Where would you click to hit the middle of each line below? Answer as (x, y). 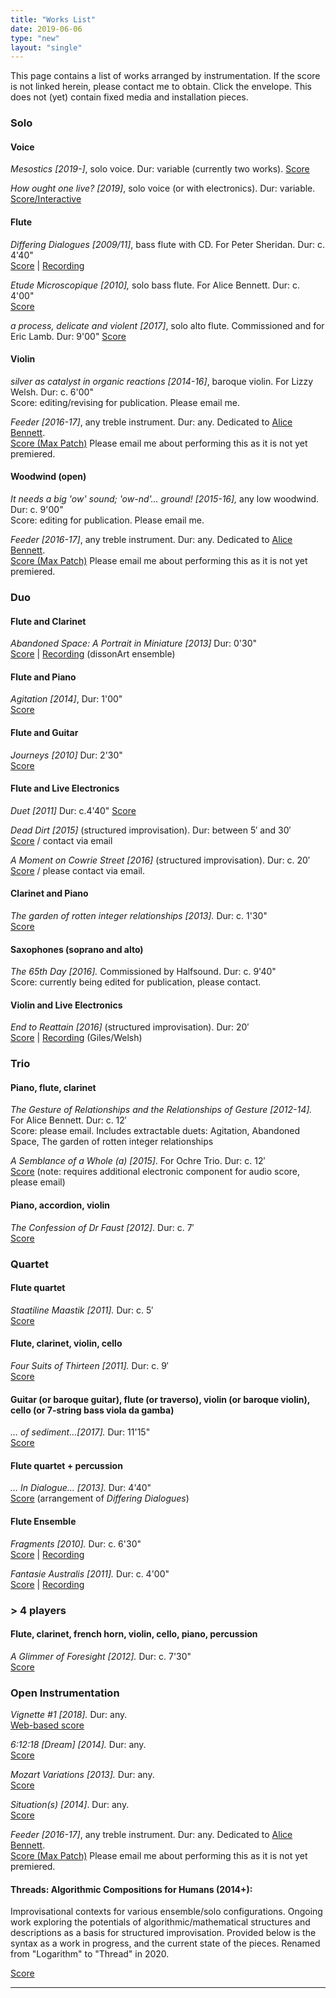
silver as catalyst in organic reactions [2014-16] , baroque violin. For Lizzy (162, 381)
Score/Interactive (46, 199)
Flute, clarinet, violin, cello (66, 1343)
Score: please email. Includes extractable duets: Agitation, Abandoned (155, 1131)
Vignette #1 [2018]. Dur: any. (69, 1715)
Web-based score (47, 1725)
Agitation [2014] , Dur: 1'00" (66, 699)
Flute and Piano (43, 677)
